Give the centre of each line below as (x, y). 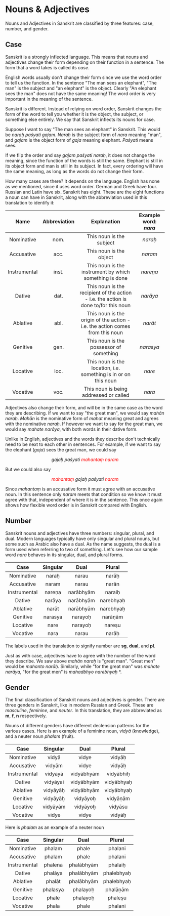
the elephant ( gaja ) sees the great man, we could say (61, 449)
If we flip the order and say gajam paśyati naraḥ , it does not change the (80, 155)
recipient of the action (106, 293)
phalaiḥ (117, 865)
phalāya (53, 873)
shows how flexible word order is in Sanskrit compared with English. (76, 505)
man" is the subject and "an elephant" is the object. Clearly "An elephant (81, 88)
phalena (53, 865)
